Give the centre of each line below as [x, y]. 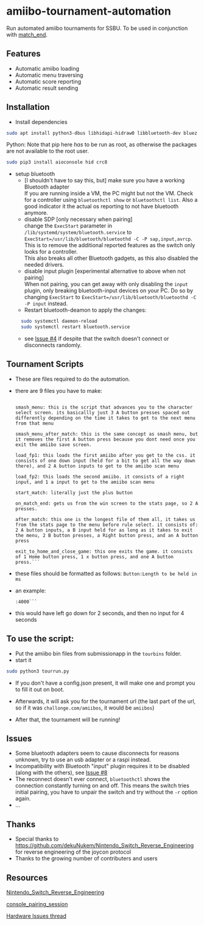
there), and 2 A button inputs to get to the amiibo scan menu [97, 466]
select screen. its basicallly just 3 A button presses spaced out [102, 412]
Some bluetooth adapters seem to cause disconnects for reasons [97, 753]
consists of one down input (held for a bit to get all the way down [105, 461]
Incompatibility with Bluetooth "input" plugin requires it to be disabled [102, 766]
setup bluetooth [35, 174]
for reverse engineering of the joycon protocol [73, 852]
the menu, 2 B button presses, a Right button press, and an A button [107, 535]
